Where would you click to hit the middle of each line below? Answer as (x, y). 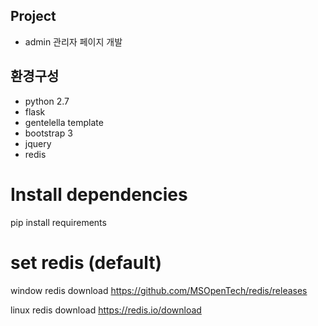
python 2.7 (47, 101)
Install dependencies (99, 194)
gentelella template (64, 122)
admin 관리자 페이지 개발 (73, 41)
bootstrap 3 (48, 133)
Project (33, 16)
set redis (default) (86, 262)
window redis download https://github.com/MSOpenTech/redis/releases (159, 290)
